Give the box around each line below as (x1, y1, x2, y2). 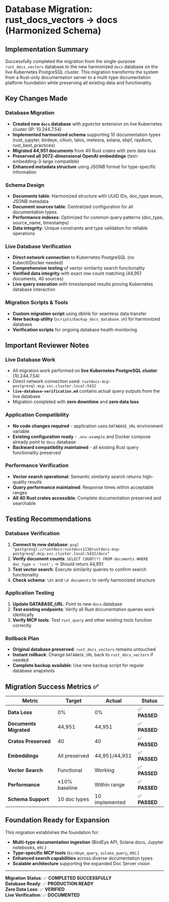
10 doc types (57, 795, 90, 802)
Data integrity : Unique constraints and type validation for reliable (12, 225, 148, 231)
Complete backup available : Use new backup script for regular (12, 662, 144, 668)
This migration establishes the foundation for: (5, 829, 100, 835)
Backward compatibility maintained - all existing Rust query (12, 444, 139, 450)
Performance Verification (5, 462, 69, 469)
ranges (12, 489, 28, 495)
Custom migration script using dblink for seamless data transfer (12, 311, 147, 317)
